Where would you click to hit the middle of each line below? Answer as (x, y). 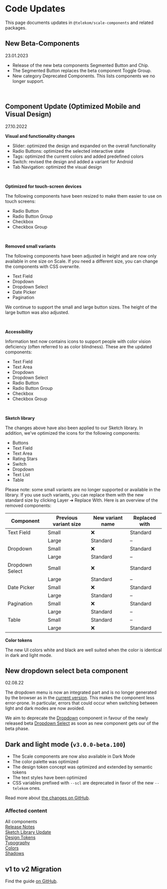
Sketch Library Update (28, 832)
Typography (18, 843)
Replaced (145, 518)
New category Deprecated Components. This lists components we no (84, 76)
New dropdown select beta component (67, 671)
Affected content (26, 811)
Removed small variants (31, 246)
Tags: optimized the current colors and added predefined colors (78, 156)
